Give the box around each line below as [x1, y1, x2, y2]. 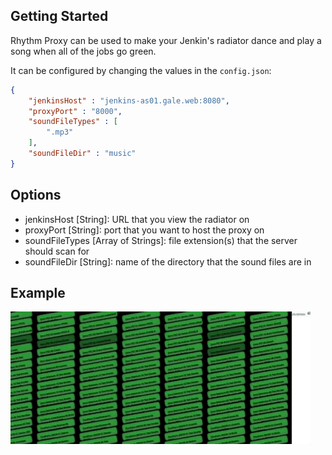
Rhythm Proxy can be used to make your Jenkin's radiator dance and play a [10, 34, 322, 46]
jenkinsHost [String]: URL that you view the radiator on [24, 213, 250, 225]
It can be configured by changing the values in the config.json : [10, 64, 272, 76]
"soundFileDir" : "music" [28, 149, 137, 159]
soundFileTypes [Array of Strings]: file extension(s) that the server [24, 234, 298, 246]
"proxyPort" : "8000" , [28, 106, 123, 116]
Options [10, 187, 62, 204]
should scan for [24, 245, 90, 257]
